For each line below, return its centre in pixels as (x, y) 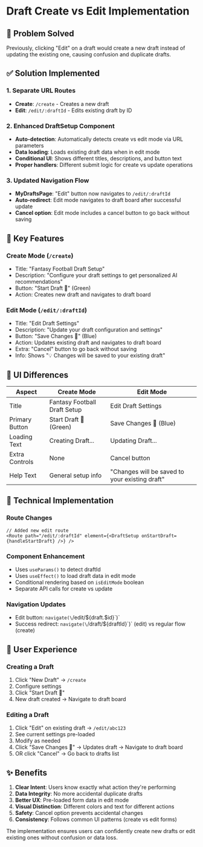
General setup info (76, 476)
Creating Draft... (72, 441)
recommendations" (39, 281)
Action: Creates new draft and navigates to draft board (83, 294)
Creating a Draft (30, 667)
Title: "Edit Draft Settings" (47, 323)
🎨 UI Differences (37, 375)
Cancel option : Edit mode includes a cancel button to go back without (102, 213)
